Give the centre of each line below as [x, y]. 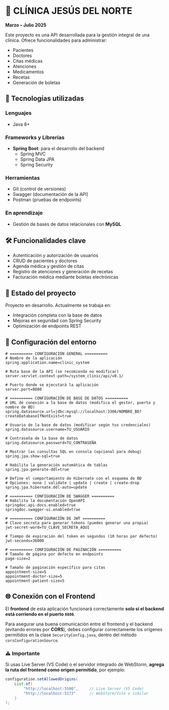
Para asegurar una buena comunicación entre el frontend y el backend [79, 624]
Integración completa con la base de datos [57, 315]
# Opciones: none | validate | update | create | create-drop [72, 483]
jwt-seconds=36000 [25, 541]
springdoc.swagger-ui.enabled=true [43, 509]
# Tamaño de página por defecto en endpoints [54, 554]
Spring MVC [33, 154]
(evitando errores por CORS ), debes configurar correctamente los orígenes [84, 629]
